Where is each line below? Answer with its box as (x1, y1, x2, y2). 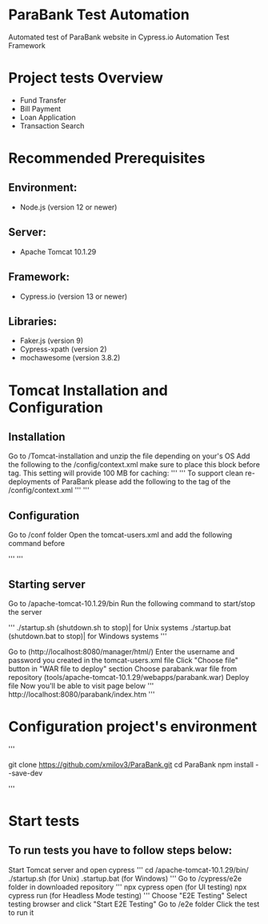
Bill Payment (19, 104, 62, 113)
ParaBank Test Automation (8, 6, 190, 24)
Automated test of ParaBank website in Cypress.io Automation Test (8, 32, 230, 42)
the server (8, 607, 42, 617)
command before (8, 539, 66, 548)
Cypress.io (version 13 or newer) (19, 291, 128, 301)
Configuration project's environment (8, 718, 258, 736)
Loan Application (19, 112, 76, 122)
